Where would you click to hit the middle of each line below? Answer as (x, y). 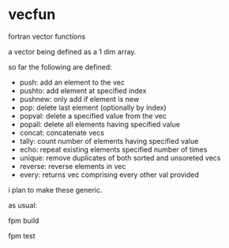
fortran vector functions (47, 36)
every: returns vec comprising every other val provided (109, 175)
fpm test (22, 235)
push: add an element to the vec (72, 82)
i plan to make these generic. (55, 190)
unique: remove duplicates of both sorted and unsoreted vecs (120, 158)
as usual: (23, 205)
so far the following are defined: (60, 67)
